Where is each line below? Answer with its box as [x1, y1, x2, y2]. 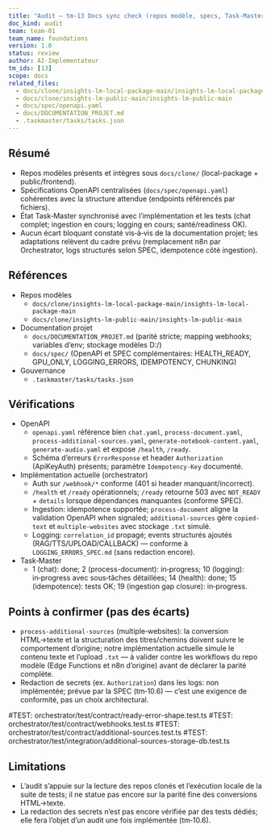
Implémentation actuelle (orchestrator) [19, 470, 148, 480]
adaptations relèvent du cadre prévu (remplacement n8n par [19, 236, 221, 246]
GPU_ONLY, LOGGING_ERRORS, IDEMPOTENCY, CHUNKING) [31, 356, 237, 367]
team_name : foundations [8, 34, 89, 43]
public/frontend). [19, 177, 77, 186]
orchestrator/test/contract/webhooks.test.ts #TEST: [8, 719, 180, 729]
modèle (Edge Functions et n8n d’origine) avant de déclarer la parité [19, 660, 247, 670]
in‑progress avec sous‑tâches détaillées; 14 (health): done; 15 [31, 573, 236, 583]
